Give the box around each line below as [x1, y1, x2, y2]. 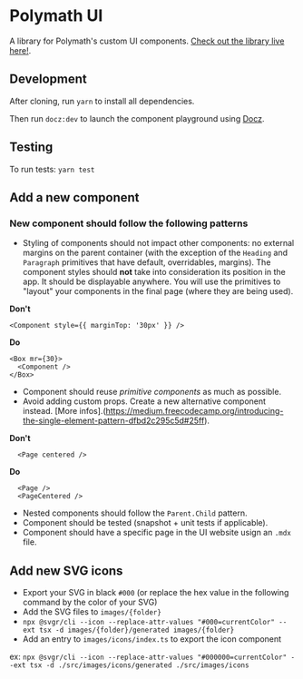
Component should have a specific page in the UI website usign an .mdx [22, 527, 292, 538]
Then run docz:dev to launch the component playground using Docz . [9, 113, 265, 123]
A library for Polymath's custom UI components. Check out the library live [9, 35, 285, 46]
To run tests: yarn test [9, 163, 95, 174]
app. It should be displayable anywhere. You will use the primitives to [22, 276, 281, 287]
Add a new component [9, 190, 140, 205]
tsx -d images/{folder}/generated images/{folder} [39, 625, 235, 635]
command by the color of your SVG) [22, 596, 158, 608]
